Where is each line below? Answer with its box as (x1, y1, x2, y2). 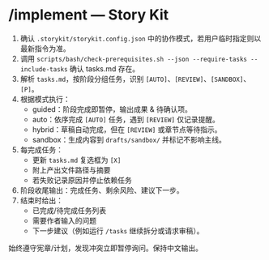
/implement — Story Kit (8, 6, 169, 24)
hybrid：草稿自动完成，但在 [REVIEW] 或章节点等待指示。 (32, 124, 222, 134)
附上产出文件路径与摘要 (32, 164, 111, 175)
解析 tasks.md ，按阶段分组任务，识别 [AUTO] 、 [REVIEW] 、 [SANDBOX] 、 (19, 74, 251, 83)
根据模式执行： (19, 94, 70, 104)
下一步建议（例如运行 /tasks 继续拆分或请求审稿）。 (32, 225, 204, 236)
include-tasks (19, 65, 68, 74)
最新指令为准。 (19, 43, 70, 53)
